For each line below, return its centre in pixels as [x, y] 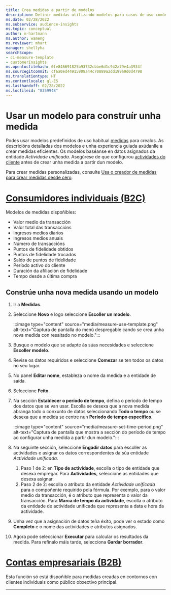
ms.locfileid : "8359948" [32, 90]
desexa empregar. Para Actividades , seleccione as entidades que [90, 474]
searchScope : [20, 52]
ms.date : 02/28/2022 [28, 19]
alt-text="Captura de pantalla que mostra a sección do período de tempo [89, 432]
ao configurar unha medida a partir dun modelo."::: [66, 438]
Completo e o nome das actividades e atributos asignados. [75, 527]
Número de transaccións [39, 244]
